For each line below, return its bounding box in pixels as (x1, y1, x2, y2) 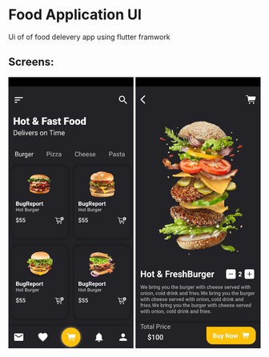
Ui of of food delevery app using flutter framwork (8, 32, 171, 42)
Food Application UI (8, 6, 143, 24)
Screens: (8, 55, 54, 69)
